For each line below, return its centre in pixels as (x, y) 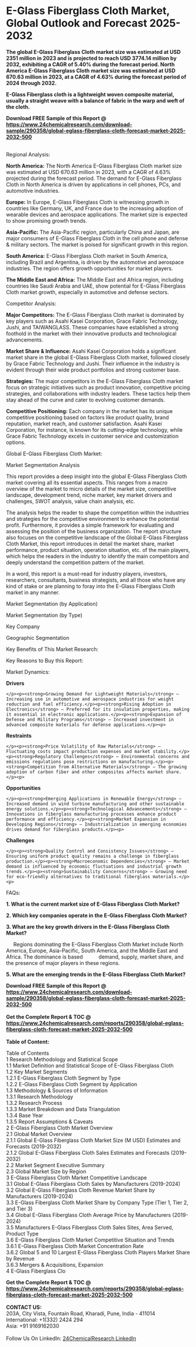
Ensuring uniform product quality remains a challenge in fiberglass (93, 856)
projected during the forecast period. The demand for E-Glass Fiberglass (94, 178)
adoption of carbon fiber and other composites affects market (85, 772)
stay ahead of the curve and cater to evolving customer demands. (86, 400)
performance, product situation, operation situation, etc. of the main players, (98, 550)
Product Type (23, 1233)
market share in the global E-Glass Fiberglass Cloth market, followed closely (98, 357)
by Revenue (20, 1259)
